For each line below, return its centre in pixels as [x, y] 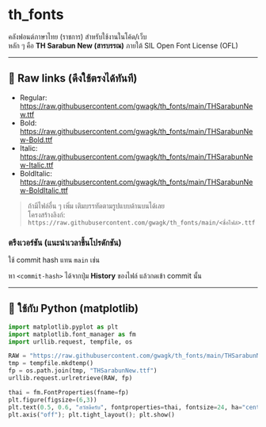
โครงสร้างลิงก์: [46, 214]
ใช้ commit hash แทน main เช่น [54, 260]
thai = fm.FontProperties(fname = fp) [68, 392]
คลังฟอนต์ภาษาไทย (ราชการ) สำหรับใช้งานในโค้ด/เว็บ [78, 37]
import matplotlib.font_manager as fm [72, 334]
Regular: [33, 98]
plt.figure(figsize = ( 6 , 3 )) [53, 400]
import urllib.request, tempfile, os [70, 342]
